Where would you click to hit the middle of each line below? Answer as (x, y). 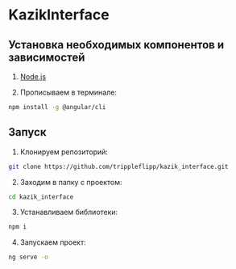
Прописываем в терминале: (68, 92)
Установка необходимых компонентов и (116, 45)
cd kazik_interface (41, 197)
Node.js (33, 77)
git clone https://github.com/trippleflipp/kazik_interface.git (118, 166)
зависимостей (47, 57)
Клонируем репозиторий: (64, 152)
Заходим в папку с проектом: (71, 182)
